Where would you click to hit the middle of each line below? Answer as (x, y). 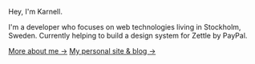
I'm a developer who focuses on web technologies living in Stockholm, (125, 27)
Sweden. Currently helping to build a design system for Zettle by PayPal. (128, 36)
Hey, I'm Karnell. (35, 12)
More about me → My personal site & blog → (82, 51)
